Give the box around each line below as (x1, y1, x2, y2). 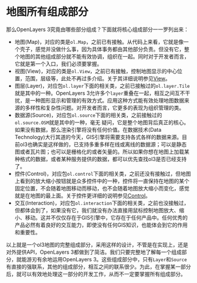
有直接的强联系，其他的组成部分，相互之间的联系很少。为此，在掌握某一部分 (6, 263, 191, 270)
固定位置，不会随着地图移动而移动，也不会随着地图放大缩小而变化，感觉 (14, 185, 189, 192)
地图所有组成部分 (6, 5, 89, 19)
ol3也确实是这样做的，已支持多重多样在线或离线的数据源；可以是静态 (19, 141, 187, 148)
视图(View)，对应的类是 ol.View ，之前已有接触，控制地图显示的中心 (14, 67, 178, 74)
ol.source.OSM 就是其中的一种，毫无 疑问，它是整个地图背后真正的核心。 (14, 118, 189, 126)
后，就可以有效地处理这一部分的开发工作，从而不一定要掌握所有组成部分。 (6, 270, 186, 277)
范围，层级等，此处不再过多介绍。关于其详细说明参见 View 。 (25, 74, 171, 82)
